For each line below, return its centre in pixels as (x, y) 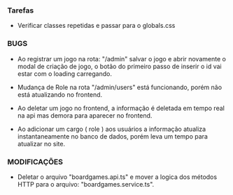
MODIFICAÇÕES (35, 162)
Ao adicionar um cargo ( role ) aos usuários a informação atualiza (112, 129)
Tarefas (21, 10)
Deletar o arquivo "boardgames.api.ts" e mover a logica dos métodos (117, 177)
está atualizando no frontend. (60, 94)
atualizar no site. (41, 143)
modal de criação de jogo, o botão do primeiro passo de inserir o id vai (119, 66)
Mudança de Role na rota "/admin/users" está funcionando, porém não (120, 87)
